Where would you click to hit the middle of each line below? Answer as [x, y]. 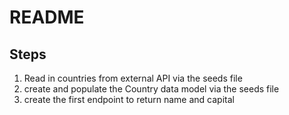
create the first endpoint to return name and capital [129, 99]
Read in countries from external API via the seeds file [133, 78]
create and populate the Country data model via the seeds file [151, 89]
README [47, 17]
